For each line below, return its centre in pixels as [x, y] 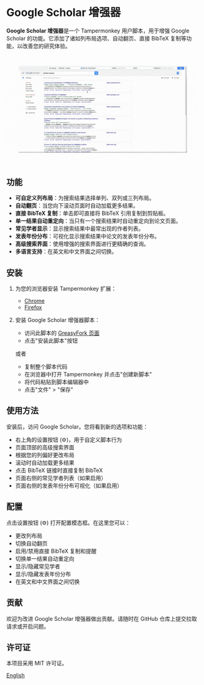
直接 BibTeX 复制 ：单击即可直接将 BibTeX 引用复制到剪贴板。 [92, 213]
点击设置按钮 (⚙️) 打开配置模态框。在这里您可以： [68, 522]
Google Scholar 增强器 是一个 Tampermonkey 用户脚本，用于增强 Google [98, 31]
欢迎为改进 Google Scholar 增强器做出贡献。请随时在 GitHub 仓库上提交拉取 [102, 618]
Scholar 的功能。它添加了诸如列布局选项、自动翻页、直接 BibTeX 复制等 [97, 38]
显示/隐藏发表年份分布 [43, 574]
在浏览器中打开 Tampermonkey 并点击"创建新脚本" [88, 375]
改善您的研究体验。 [46, 46]
